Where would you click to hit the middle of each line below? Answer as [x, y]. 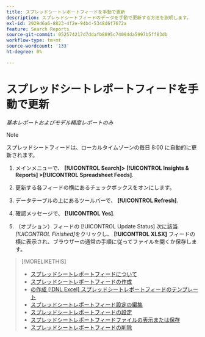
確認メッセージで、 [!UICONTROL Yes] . [65, 213]
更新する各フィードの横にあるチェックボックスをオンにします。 [95, 187]
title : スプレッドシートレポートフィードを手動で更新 [66, 12]
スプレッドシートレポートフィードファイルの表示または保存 [105, 320]
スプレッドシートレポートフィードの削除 [81, 327]
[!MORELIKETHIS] [44, 261]
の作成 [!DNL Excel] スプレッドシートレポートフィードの [101, 289]
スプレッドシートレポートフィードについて [84, 274]
